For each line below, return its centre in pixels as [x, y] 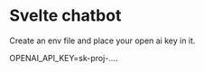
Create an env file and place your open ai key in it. [102, 40]
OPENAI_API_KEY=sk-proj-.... [64, 58]
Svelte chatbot [65, 16]
